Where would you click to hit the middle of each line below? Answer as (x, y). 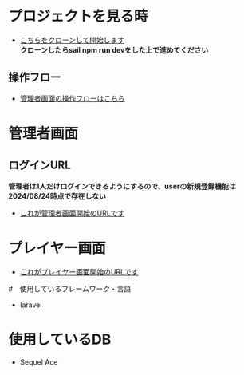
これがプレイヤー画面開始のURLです (79, 271)
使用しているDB (60, 339)
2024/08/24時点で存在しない (57, 195)
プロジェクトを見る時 (79, 16)
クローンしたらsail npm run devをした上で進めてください (114, 49)
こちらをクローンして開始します (72, 40)
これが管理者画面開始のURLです (72, 213)
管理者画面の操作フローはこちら (72, 98)
